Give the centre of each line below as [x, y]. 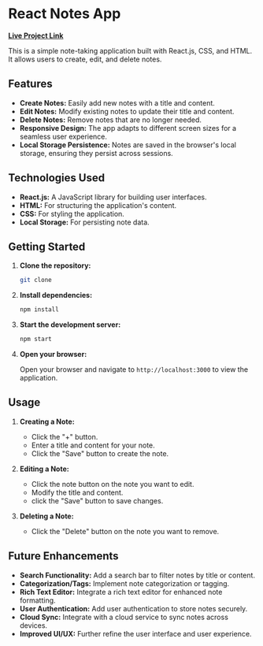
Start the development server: [70, 325]
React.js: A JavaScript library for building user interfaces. [113, 197]
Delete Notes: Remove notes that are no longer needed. [111, 120]
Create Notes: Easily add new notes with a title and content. [117, 102]
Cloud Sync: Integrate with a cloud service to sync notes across [124, 617]
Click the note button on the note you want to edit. [113, 484]
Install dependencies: [56, 295]
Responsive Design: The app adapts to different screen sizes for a [128, 128]
